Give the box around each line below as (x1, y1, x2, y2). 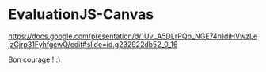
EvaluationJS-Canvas (8, 5, 154, 23)
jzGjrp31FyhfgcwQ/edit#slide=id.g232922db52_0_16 (8, 39, 178, 49)
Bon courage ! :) (8, 55, 61, 64)
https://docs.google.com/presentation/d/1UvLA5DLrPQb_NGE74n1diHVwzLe (8, 31, 258, 41)
